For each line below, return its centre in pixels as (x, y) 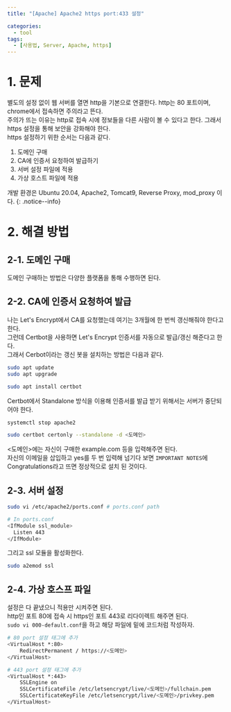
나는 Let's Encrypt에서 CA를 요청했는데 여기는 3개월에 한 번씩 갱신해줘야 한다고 (115, 319)
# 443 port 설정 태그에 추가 (44, 670)
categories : (24, 26)
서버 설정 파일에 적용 (45, 169)
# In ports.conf (31, 519)
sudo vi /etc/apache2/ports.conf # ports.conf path (83, 507)
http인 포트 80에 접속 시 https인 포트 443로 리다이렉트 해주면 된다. (98, 616)
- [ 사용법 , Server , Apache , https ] (63, 46)
